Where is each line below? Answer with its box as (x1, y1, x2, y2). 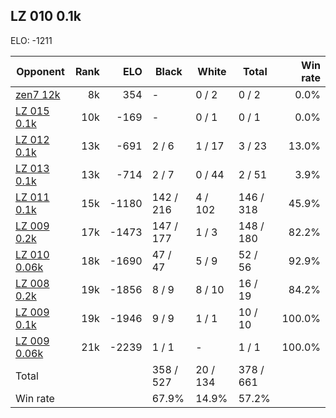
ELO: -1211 (10, 34, 53, 46)
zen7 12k (15, 87, 61, 101)
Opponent (16, 64, 65, 78)
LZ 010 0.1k (10, 8, 82, 25)
